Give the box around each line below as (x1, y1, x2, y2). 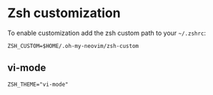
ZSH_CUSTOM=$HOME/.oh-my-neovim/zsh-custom (7, 42, 139, 49)
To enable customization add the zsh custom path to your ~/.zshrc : (7, 29, 206, 37)
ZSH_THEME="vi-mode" (7, 81, 69, 88)
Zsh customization (7, 5, 121, 21)
